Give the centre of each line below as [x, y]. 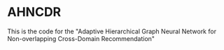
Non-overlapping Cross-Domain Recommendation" [81, 38]
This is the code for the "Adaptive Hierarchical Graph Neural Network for [112, 31]
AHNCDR [34, 12]
